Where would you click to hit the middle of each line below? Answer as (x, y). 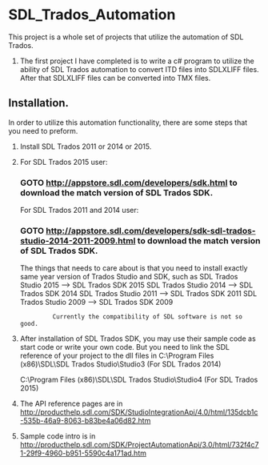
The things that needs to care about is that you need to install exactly (134, 268)
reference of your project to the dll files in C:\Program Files (117, 356)
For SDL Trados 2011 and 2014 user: (79, 210)
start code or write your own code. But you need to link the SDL (125, 347)
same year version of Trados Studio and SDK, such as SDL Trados (129, 277)
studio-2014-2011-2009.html (78, 240)
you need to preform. (43, 130)
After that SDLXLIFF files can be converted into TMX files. (115, 78)
